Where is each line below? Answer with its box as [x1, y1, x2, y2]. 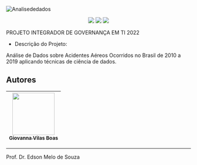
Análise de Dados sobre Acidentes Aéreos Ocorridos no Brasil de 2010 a [6, 52, 181, 59]
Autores [6, 75, 36, 85]
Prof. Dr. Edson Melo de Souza [6, 153, 80, 160]
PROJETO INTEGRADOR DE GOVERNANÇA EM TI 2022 [6, 29, 140, 36]
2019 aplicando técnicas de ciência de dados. [6, 58, 117, 65]
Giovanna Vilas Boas [9, 134, 59, 141]
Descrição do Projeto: [14, 41, 67, 47]
